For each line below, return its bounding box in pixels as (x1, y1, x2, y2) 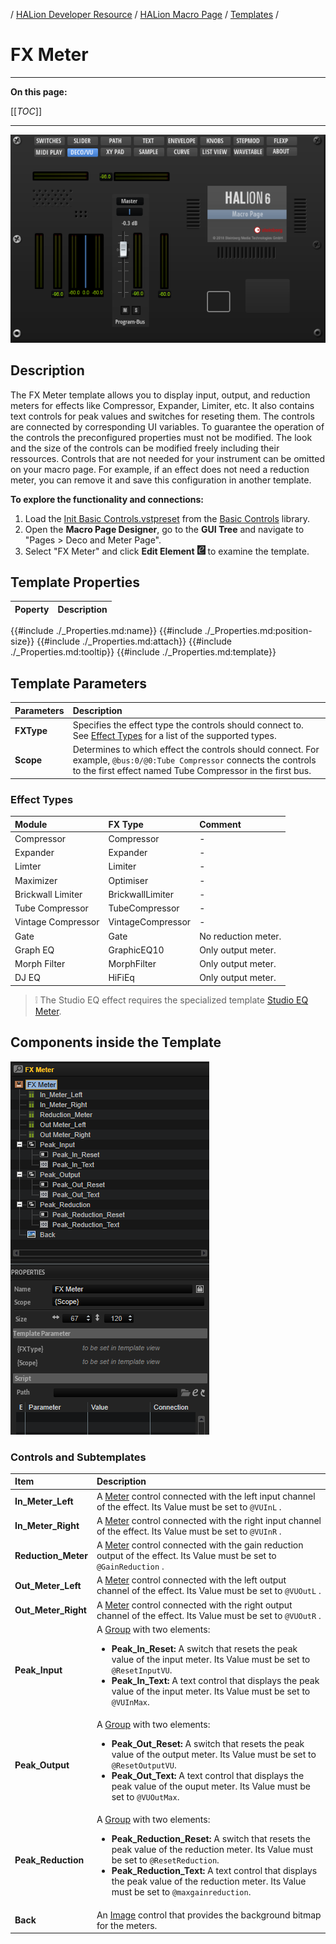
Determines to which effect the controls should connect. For (72, 744, 320, 756)
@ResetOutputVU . (111, 1759, 177, 1771)
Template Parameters (10, 675, 148, 692)
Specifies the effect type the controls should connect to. (72, 719, 304, 731)
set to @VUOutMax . (111, 1791, 180, 1803)
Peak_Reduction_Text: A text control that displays (111, 1865, 318, 1877)
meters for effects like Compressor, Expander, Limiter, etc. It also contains (10, 399, 315, 411)
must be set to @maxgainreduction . (111, 1886, 252, 1898)
